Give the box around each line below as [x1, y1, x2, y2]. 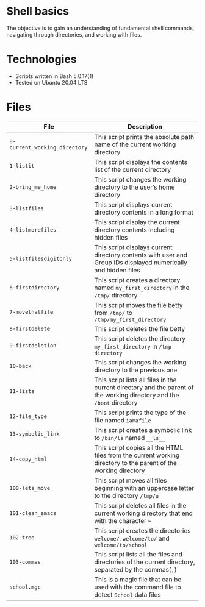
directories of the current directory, [94, 558, 195, 566]
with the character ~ [94, 516, 151, 525]
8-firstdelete [9, 325, 51, 332]
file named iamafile [94, 416, 151, 424]
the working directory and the [94, 391, 179, 399]
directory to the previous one [94, 366, 178, 374]
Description [128, 122, 163, 130]
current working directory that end [94, 509, 193, 517]
